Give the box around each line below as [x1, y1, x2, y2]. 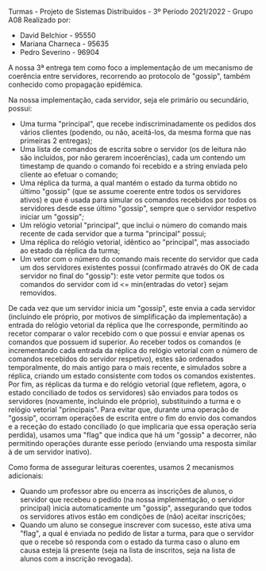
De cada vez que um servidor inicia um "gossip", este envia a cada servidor [8, 304, 256, 313]
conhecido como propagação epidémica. [8, 80, 143, 89]
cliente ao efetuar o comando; [19, 170, 119, 179]
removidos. [19, 288, 57, 297]
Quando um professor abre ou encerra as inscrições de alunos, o [19, 487, 233, 495]
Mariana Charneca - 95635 [19, 39, 110, 49]
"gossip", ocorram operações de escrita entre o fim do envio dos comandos [8, 414, 256, 422]
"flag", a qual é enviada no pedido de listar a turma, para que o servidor [19, 529, 254, 538]
